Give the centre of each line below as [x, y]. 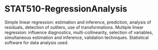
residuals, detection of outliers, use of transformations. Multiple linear [74, 27]
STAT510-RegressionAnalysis [66, 9]
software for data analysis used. [37, 42]
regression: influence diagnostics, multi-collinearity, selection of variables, [79, 32]
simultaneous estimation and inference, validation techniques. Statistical [77, 37]
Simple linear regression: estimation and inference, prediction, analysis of [78, 22]
